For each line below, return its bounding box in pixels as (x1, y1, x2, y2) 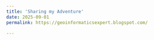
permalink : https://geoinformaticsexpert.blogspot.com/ (6, 19, 148, 25)
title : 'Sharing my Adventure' (6, 8, 84, 15)
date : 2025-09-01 (6, 14, 50, 20)
